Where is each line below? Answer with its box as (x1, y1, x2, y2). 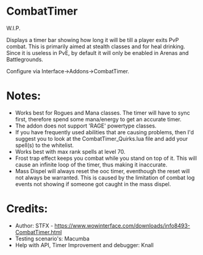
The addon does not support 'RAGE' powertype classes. (15, 122, 157, 129)
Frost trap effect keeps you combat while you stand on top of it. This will (15, 154, 197, 162)
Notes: (6, 89, 41, 103)
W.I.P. (6, 24, 21, 32)
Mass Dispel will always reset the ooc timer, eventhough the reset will (15, 167, 190, 174)
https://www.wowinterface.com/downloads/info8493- (54, 221, 191, 229)
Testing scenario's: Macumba (15, 235, 90, 242)
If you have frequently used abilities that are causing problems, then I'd (15, 128, 194, 135)
